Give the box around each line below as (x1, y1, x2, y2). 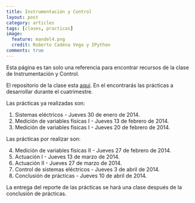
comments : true (6, 48, 44, 54)
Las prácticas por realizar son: (6, 135, 81, 142)
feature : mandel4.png (11, 36, 66, 42)
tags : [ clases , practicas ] (6, 25, 73, 32)
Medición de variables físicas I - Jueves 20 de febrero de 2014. (14, 123, 171, 131)
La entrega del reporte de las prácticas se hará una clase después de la (6, 183, 182, 190)
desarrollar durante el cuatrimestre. (6, 88, 94, 95)
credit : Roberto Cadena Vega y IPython (11, 42, 111, 48)
